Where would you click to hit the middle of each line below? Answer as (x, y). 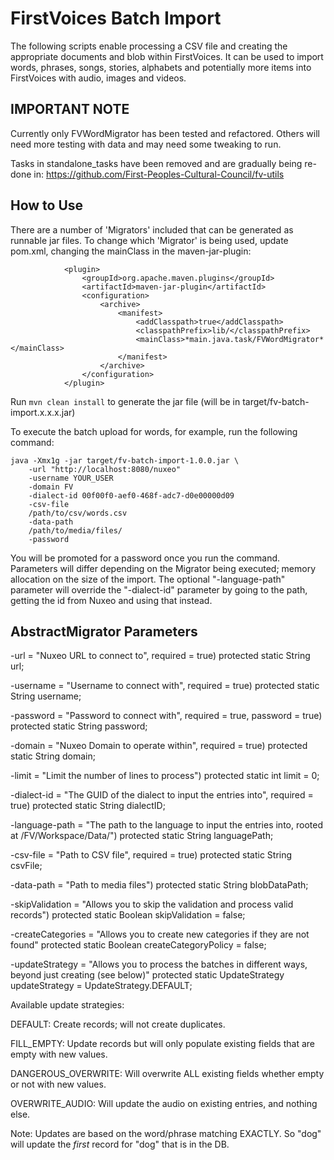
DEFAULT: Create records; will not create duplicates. (118, 1024)
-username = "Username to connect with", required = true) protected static (165, 686)
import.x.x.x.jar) (43, 412)
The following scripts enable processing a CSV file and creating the (149, 46)
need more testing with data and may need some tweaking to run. (146, 144)
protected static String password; (79, 726)
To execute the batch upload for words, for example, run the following (154, 431)
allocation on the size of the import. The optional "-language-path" (148, 579)
